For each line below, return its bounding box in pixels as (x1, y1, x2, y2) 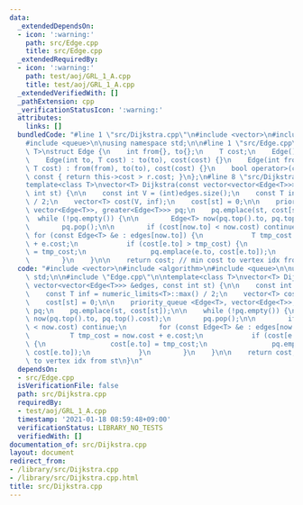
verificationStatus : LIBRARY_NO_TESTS (17, 423, 164, 432)
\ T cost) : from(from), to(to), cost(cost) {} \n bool (25, 164, 248, 173)
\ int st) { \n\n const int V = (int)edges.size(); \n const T (25, 189, 284, 198)
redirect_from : (9, 456, 67, 466)
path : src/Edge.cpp (25, 38, 99, 48)
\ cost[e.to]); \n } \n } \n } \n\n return (25, 347, 272, 356)
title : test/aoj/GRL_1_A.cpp (25, 80, 135, 89)
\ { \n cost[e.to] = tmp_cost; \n (25, 339, 207, 348)
